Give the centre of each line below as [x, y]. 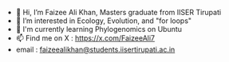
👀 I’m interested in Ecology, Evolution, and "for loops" [104, 21]
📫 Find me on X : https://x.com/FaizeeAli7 [85, 38]
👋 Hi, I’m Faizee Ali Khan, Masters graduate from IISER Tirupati [118, 12]
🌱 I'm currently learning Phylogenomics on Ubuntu [99, 29]
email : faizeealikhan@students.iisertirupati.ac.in [95, 49]
